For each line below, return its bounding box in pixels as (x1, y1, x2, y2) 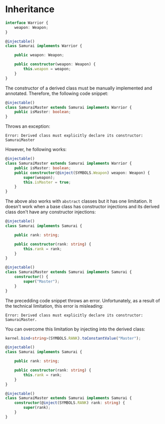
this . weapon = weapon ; (23, 67, 71, 72)
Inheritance (5, 4, 54, 15)
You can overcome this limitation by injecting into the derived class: (5, 326, 145, 332)
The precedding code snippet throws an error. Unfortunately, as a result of (5, 297, 160, 304)
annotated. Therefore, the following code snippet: (5, 90, 108, 97)
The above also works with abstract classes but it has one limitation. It (5, 198, 152, 204)
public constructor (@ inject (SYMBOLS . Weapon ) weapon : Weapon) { (14, 170, 150, 175)
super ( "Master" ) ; (23, 279, 60, 284)
